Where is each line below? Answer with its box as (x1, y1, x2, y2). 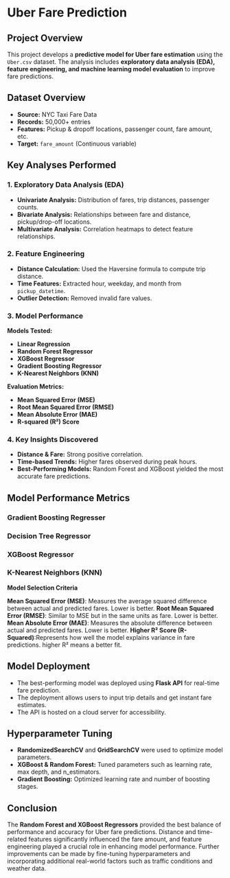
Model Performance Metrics (7, 492, 130, 504)
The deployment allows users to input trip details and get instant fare (16, 693, 212, 702)
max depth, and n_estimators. (16, 767, 102, 776)
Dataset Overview (7, 92, 86, 104)
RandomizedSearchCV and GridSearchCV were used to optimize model (16, 746, 223, 754)
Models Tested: (7, 327, 53, 335)
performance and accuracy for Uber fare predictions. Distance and (7, 828, 196, 836)
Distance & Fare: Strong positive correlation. (16, 450, 143, 459)
